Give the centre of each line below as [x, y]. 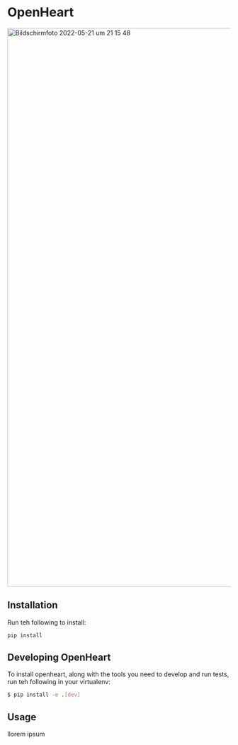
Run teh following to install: [47, 622]
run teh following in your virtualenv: [59, 682]
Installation [33, 605]
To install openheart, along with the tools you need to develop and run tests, [118, 674]
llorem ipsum [26, 734]
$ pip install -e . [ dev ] [44, 695]
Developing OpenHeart [59, 658]
